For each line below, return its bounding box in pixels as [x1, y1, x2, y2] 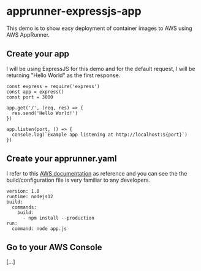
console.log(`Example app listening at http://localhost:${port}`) [12, 132, 188, 138]
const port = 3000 [6, 94, 53, 100]
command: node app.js [12, 225, 67, 232]
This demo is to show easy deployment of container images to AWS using [6, 24, 192, 32]
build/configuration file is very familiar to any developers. [6, 176, 151, 184]
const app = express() [6, 89, 64, 95]
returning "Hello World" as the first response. [6, 72, 121, 79]
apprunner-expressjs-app [6, 4, 142, 18]
